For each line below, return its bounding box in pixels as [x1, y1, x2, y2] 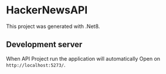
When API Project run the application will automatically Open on [6, 55, 160, 62]
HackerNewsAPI [6, 3, 88, 17]
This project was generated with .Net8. [6, 23, 100, 30]
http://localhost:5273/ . [6, 61, 66, 68]
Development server [6, 40, 83, 50]
